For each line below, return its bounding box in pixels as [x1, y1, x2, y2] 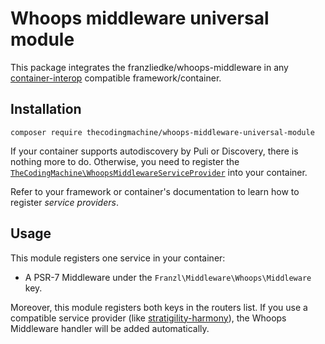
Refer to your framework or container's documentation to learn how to [10, 185, 300, 197]
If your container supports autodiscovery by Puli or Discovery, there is [10, 145, 299, 157]
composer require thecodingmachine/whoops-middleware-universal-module [10, 127, 315, 137]
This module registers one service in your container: [10, 252, 226, 264]
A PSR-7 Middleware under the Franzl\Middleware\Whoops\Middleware [24, 271, 312, 283]
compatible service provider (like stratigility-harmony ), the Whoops [10, 312, 287, 324]
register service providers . [10, 196, 119, 208]
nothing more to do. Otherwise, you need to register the [10, 155, 240, 167]
